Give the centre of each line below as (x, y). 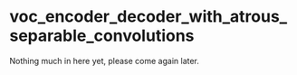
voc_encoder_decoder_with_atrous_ (148, 17)
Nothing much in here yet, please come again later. (104, 61)
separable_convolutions (102, 36)
